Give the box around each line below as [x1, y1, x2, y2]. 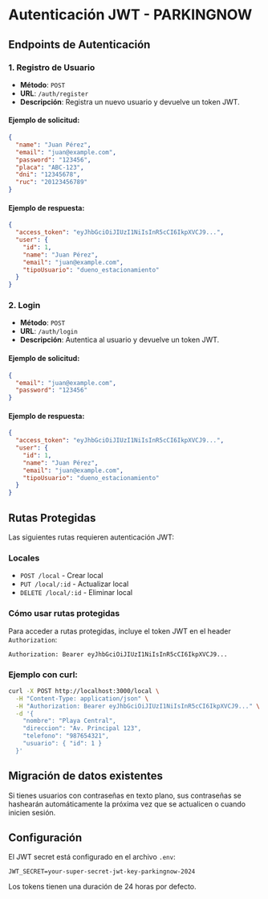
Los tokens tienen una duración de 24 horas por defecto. [8, 882, 197, 892]
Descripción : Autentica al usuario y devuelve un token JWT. [19, 335, 220, 345]
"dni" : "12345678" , [15, 170, 81, 179]
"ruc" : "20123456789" [15, 179, 88, 187]
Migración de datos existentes [8, 770, 163, 783]
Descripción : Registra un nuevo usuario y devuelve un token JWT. [19, 96, 240, 106]
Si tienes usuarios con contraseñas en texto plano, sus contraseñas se [8, 790, 242, 800]
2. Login [8, 300, 41, 311]
